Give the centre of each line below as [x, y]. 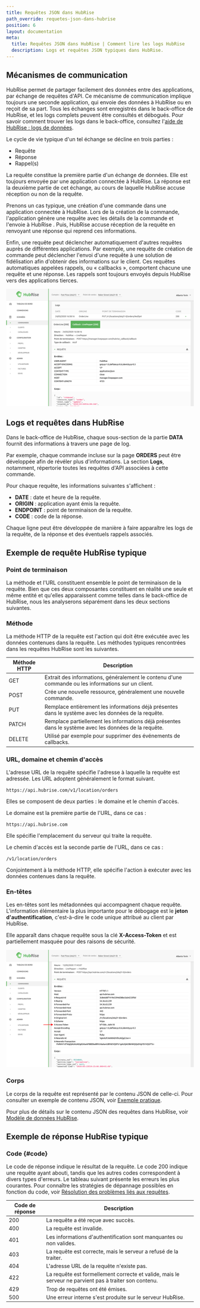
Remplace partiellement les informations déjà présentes [112, 721]
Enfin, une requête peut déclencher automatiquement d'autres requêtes [94, 242]
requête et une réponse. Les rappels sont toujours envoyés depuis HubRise [99, 274]
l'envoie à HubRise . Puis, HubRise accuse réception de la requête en [91, 224]
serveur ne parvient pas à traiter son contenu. [102, 1281]
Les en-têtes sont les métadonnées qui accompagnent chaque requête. [94, 905]
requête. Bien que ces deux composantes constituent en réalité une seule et [100, 589]
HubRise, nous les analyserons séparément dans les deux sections [88, 602]
